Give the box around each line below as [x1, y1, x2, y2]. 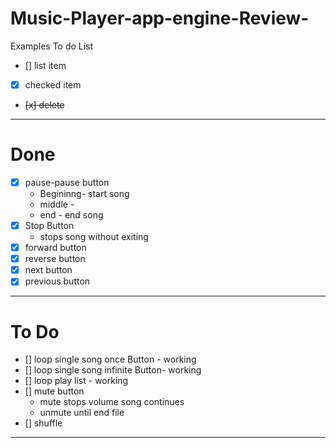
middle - [39, 198, 75, 210]
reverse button [24, 253, 86, 265]
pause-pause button [24, 176, 110, 188]
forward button [24, 242, 87, 254]
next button [24, 264, 73, 276]
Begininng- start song [39, 188, 130, 199]
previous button [24, 275, 91, 287]
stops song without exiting [39, 231, 149, 243]
